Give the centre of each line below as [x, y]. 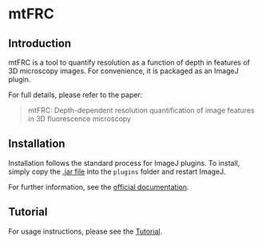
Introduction [40, 43]
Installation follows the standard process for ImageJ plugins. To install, [124, 163]
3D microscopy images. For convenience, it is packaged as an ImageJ [123, 71]
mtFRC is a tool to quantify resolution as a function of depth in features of [129, 62]
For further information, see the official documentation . [99, 187]
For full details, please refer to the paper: [75, 95]
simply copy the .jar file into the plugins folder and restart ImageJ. [117, 171]
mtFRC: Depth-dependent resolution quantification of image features [141, 110]
